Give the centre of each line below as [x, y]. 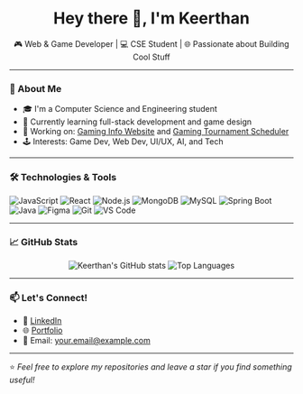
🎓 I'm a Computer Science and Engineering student [120, 109]
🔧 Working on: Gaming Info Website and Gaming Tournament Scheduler [156, 132]
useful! [22, 380]
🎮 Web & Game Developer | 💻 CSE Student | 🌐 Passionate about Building [151, 43]
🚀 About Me [36, 88]
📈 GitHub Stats [44, 243]
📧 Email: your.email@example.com [86, 341]
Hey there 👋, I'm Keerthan [151, 18]
